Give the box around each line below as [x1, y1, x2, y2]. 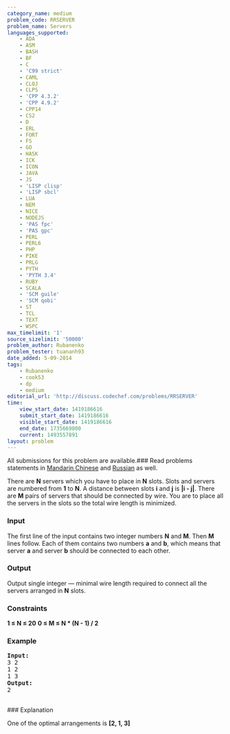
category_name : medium [7, 10, 72, 17]
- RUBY [19, 278, 38, 285]
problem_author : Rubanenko [7, 342, 84, 349]
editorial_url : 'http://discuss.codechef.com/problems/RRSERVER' [7, 393, 198, 400]
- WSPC [19, 323, 38, 330]
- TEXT [19, 317, 38, 323]
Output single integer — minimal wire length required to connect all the [7, 579, 207, 587]
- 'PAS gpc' [19, 227, 54, 234]
